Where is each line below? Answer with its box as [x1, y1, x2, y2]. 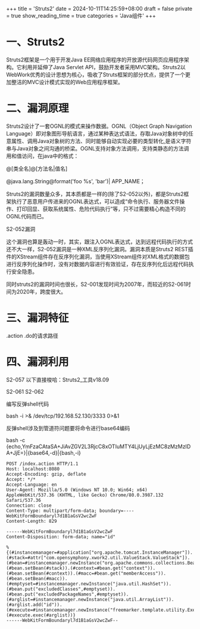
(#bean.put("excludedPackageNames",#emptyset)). [6, 591, 129, 597]
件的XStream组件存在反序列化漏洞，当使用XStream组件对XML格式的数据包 [6, 253, 190, 260]
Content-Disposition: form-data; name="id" [6, 534, 116, 539]
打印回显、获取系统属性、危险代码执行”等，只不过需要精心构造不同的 [16, 205, 186, 212]
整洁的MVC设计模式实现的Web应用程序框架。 [11, 78, 123, 85]
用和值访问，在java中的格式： [6, 152, 79, 159]
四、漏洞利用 [6, 355, 70, 369]
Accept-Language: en [6, 482, 58, 488]
